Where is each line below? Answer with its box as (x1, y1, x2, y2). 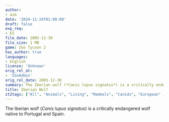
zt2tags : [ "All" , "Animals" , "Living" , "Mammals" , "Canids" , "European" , (5, 92, 165, 97)
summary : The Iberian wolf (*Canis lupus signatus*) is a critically (5, 82, 154, 87)
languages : (5, 54, 28, 59)
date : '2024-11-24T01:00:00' (5, 17, 66, 22)
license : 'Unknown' (5, 64, 46, 69)
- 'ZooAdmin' (5, 73, 33, 78)
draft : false (5, 21, 33, 27)
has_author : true (5, 49, 42, 54)
